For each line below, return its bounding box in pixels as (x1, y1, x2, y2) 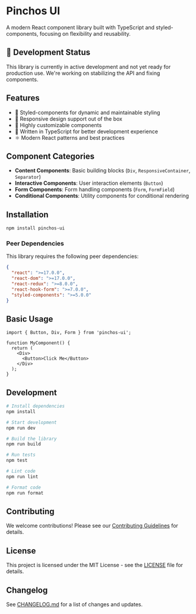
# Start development (6, 419, 58, 426)
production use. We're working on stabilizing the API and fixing (6, 70, 160, 77)
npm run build (6, 441, 42, 447)
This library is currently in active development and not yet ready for (6, 63, 171, 70)
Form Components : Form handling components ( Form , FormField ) (14, 186, 175, 193)
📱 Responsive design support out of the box (14, 115, 123, 122)
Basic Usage (6, 314, 53, 324)
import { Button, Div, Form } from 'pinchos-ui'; (6, 330, 132, 336)
